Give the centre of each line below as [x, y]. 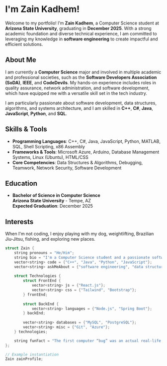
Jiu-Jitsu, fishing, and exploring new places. [50, 239]
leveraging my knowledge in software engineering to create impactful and [82, 39]
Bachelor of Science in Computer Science [56, 195]
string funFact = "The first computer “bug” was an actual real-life [88, 341]
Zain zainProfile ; [24, 359]
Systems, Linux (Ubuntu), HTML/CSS [50, 157]
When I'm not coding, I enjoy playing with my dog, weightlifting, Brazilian [80, 234]
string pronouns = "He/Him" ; [44, 253]
